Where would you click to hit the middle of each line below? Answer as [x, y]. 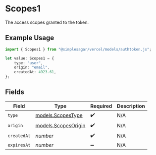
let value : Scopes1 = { [30, 58]
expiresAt [19, 145]
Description [131, 106]
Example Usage [30, 38]
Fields [15, 92]
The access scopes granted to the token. [47, 22]
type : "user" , [28, 63]
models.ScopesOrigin [60, 126]
